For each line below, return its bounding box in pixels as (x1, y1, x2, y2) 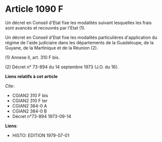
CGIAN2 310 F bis (12, 92, 48, 98)
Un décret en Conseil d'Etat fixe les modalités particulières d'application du (5, 34, 158, 40)
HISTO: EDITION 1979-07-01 (12, 132, 70, 138)
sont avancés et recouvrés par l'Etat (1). (5, 25, 86, 30)
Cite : (5, 83, 15, 89)
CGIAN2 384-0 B (12, 108, 47, 114)
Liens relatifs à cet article (5, 73, 58, 79)
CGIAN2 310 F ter (12, 97, 48, 104)
